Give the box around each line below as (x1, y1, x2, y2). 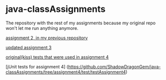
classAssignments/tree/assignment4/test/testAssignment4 (5, 69, 126, 75)
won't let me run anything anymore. (5, 25, 79, 31)
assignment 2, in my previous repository (5, 35, 88, 41)
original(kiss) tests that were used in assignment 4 (5, 54, 109, 60)
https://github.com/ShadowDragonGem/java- (68, 64, 161, 70)
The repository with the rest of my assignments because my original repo (5, 20, 156, 26)
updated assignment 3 (5, 44, 52, 50)
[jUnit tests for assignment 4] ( (5, 64, 69, 70)
